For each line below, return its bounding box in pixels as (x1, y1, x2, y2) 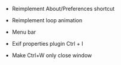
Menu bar (11, 28, 36, 36)
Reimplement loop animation (11, 17, 83, 23)
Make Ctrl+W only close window (11, 52, 92, 59)
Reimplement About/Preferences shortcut (11, 5, 115, 12)
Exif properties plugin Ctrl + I (11, 40, 84, 47)
